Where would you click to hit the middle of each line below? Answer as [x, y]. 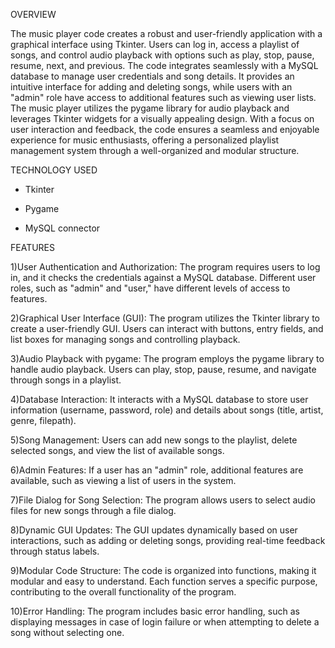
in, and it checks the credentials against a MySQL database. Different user [163, 277]
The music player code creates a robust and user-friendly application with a [166, 33]
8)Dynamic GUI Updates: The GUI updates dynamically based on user [154, 530]
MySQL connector [62, 228]
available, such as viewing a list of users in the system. [123, 480]
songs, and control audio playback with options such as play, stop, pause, [162, 55]
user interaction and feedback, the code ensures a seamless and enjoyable [165, 129]
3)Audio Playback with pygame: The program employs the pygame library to [167, 358]
